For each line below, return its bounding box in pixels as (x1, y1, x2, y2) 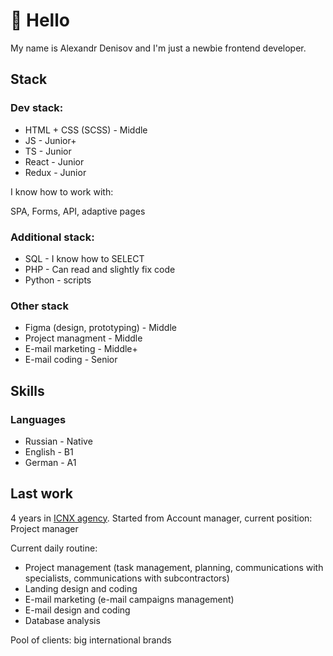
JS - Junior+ (24, 134, 77, 146)
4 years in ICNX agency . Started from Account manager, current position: (10, 512, 313, 524)
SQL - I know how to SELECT (24, 252, 145, 264)
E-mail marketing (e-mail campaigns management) (24, 593, 235, 605)
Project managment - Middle (24, 332, 143, 344)
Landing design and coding (24, 582, 138, 594)
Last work (10, 485, 73, 503)
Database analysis (24, 614, 101, 626)
